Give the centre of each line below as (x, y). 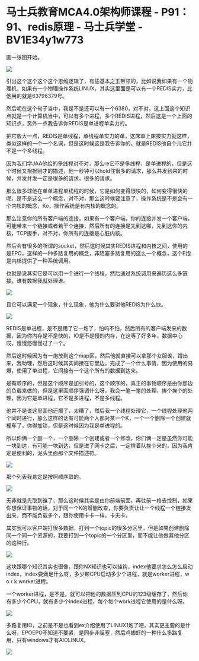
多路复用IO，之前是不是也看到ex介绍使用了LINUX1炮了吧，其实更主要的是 (96, 625)
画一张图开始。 (24, 57)
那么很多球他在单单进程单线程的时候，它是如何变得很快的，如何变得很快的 (97, 191)
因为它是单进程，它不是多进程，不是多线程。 (71, 398)
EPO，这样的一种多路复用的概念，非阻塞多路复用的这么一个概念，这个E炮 (101, 253)
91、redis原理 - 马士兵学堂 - (75, 27)
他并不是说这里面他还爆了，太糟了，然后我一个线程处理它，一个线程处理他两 (99, 410)
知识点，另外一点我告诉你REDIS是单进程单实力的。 (68, 123)
